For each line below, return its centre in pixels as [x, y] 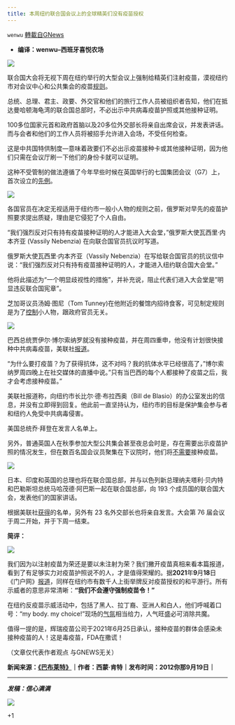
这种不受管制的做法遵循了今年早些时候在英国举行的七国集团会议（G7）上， [115, 171]
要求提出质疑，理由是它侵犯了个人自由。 [71, 217]
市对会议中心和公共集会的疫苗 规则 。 [59, 86]
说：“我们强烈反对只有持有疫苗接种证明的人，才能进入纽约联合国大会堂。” [113, 265]
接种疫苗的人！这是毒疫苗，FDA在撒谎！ [65, 637]
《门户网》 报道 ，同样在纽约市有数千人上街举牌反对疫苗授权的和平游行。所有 [117, 581]
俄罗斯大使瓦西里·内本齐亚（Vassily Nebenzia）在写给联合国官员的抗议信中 [115, 255]
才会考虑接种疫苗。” [35, 381]
